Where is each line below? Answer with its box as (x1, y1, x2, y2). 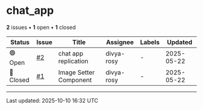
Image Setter (58, 68, 95, 76)
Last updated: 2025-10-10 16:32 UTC (6, 97, 98, 104)
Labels (140, 37, 160, 46)
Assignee (106, 37, 134, 46)
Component (58, 76, 92, 84)
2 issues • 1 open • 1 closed (6, 24, 76, 31)
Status (10, 37, 30, 46)
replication (58, 57, 89, 65)
